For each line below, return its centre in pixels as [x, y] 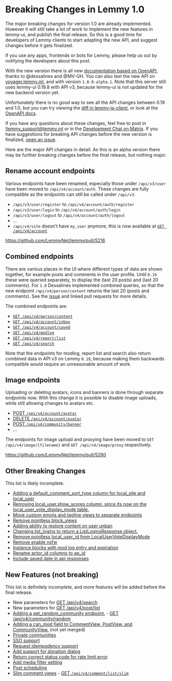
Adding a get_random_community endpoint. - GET [66, 613]
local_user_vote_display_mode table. [51, 510]
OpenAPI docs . [21, 113]
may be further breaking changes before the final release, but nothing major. [86, 155]
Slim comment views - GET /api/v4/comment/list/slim [71, 673]
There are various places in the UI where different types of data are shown [84, 269]
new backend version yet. [33, 92]
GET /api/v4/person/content [42, 316]
